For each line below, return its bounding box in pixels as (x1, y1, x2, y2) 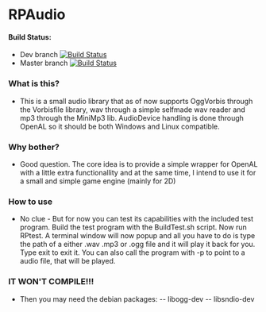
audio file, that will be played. (19, 256, 116, 266)
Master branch (19, 58, 68, 68)
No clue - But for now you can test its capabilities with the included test (19, 214, 254, 224)
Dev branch (19, 50, 58, 60)
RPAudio (8, 6, 66, 24)
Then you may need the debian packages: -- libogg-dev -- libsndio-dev (19, 294, 255, 303)
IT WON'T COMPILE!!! (8, 276, 94, 287)
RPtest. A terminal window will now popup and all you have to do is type (19, 231, 256, 241)
